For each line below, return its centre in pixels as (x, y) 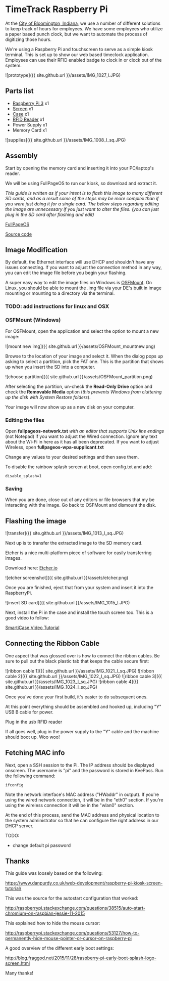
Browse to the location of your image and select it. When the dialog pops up (84, 356)
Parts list (19, 91)
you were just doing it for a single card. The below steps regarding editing (82, 204)
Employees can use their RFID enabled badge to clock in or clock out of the (83, 60)
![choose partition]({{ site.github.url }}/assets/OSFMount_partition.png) (79, 376)
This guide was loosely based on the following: (54, 873)
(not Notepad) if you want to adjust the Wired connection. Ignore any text (81, 436)
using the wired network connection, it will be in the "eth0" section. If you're (84, 799)
